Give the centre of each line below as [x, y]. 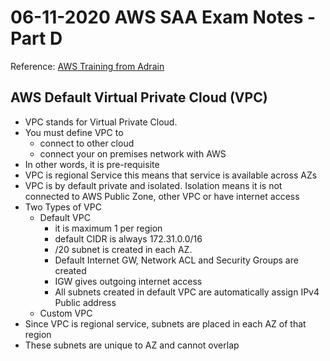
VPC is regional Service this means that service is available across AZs [171, 175]
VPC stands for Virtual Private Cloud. [101, 122]
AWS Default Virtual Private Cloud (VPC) [139, 97]
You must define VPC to [74, 132]
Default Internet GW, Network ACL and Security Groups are [176, 260]
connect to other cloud [87, 143]
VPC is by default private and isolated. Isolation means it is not [153, 185]
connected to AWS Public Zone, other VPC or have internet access [162, 196]
